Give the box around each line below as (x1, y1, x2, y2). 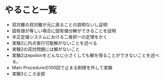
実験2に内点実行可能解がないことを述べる (11, 40, 98, 46)
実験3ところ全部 (11, 71, 46, 77)
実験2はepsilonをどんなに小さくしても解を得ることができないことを (11, 52, 151, 58)
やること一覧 (4, 4, 57, 16)
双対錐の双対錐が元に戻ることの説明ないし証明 (11, 22, 108, 27)
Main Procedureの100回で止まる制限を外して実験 (11, 64, 112, 70)
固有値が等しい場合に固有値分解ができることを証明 (11, 27, 116, 33)
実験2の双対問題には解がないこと (11, 46, 80, 52)
